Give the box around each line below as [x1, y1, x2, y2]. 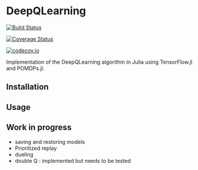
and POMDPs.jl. [6, 64, 45, 72]
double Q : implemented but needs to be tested [14, 157, 131, 164]
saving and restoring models [14, 138, 85, 145]
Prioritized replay [14, 144, 57, 152]
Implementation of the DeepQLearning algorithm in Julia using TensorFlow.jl [6, 58, 193, 65]
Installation [6, 82, 49, 92]
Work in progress [6, 122, 72, 133]
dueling [14, 150, 34, 158]
